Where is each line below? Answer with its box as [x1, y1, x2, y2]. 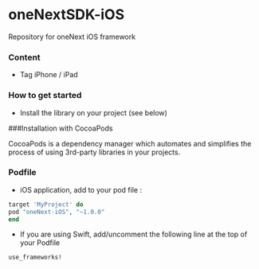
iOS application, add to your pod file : [19, 185, 142, 194]
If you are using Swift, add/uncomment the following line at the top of [19, 229, 248, 240]
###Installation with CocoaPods [8, 123, 113, 133]
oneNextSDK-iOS [8, 6, 125, 24]
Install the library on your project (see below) [19, 107, 167, 117]
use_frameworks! [8, 253, 62, 262]
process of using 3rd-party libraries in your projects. [8, 147, 181, 157]
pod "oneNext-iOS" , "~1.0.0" [8, 208, 105, 216]
